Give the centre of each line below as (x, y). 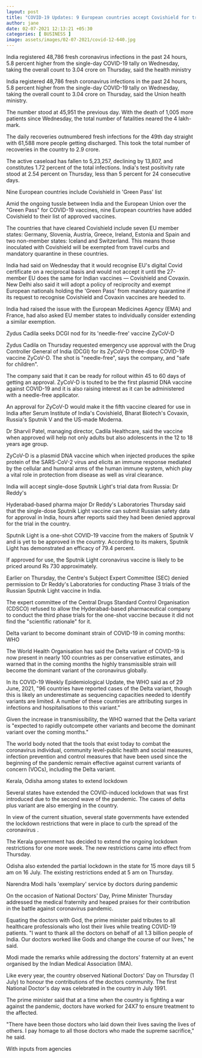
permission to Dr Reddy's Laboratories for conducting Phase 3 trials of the (98, 584)
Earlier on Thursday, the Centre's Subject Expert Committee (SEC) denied (97, 578)
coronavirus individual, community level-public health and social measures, (99, 750)
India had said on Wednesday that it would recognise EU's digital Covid (94, 265)
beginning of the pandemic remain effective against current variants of (94, 763)
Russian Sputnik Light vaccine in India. (54, 591)
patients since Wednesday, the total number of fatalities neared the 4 (92, 119)
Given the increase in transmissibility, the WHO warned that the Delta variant (101, 719)
